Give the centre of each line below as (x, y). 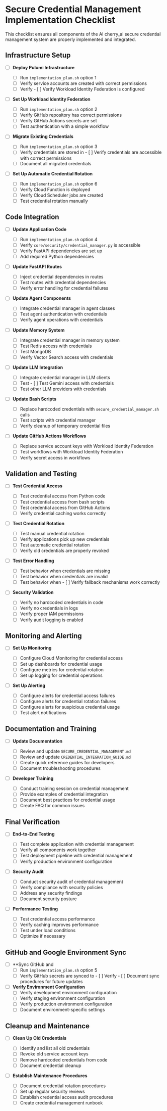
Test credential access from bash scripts (62, 502)
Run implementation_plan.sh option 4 (59, 239)
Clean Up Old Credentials (39, 1038)
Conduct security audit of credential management (71, 882)
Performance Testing (35, 909)
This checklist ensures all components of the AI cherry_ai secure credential (83, 34)
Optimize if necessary (43, 936)
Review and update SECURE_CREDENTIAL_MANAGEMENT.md (75, 751)
